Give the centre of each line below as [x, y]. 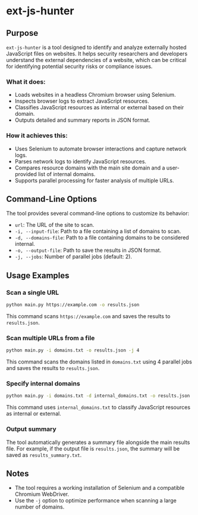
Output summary [31, 429]
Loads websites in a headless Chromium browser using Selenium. [95, 95]
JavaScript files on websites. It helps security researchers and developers [97, 54]
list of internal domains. [67, 174]
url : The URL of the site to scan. [54, 225]
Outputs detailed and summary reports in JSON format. [82, 120]
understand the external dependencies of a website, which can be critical [96, 60]
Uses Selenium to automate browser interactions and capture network [100, 149]
